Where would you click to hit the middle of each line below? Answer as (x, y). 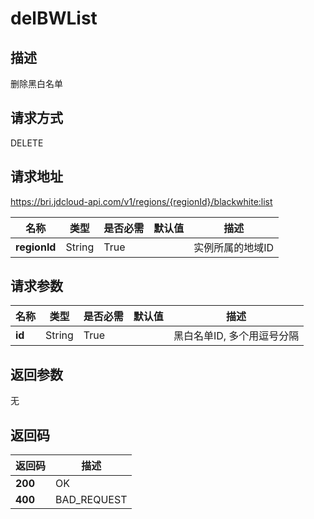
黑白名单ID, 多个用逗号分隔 (236, 336)
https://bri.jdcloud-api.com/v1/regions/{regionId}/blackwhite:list (141, 201)
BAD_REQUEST (91, 500)
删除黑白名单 (36, 83)
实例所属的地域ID (234, 247)
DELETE (27, 143)
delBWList (54, 18)
